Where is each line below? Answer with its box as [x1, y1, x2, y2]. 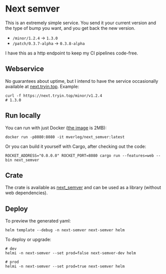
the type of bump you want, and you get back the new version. [5, 25, 136, 31]
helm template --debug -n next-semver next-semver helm [5, 228, 125, 233]
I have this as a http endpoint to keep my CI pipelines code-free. [5, 50, 138, 56]
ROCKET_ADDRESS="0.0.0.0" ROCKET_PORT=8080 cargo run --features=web [5, 153, 154, 158]
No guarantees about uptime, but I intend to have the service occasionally [5, 78, 158, 84]
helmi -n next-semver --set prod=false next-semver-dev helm [5, 251, 136, 256]
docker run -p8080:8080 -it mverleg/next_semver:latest [5, 134, 125, 139]
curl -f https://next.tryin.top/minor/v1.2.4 [5, 93, 102, 98]
